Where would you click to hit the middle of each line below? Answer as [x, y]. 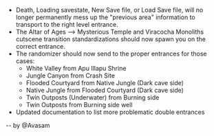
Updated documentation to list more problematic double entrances [110, 112]
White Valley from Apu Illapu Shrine [76, 68]
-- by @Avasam [28, 125]
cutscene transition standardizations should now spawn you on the [111, 39]
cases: [25, 61]
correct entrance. [41, 46]
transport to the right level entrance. [67, 24]
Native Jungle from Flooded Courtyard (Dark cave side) [105, 90]
